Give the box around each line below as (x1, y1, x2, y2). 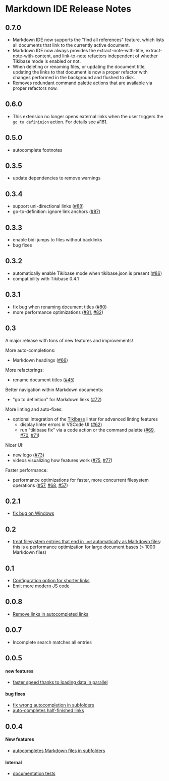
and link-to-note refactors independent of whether (52, 53, 158, 59)
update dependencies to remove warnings (12, 175, 101, 181)
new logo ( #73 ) (12, 452, 44, 458)
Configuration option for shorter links (12, 577, 90, 583)
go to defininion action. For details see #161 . (12, 119, 108, 125)
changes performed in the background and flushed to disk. (12, 75, 135, 80)
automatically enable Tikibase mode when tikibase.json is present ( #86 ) (12, 270, 162, 276)
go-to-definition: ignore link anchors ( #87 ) (12, 208, 101, 215)
